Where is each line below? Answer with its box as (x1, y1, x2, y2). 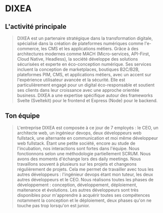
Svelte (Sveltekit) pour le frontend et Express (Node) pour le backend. (17, 98, 158, 103)
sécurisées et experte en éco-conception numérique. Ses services (17, 62, 151, 67)
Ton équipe (5, 112, 40, 120)
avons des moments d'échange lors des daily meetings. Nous (17, 156, 141, 162)
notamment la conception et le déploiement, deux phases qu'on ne (17, 197, 152, 203)
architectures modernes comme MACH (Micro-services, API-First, (17, 51, 150, 57)
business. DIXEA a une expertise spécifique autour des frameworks (17, 92, 153, 98)
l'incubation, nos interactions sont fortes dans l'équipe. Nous (17, 145, 140, 151)
